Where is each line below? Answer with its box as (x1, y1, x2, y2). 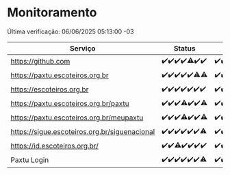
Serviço (69, 43, 96, 53)
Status (173, 43, 196, 53)
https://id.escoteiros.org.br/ (10, 142, 99, 151)
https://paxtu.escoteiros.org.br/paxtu (10, 99, 130, 109)
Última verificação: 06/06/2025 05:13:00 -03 (7, 27, 134, 36)
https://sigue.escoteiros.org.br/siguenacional (10, 127, 155, 137)
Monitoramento (7, 5, 97, 21)
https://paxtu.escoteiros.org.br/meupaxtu (10, 113, 144, 122)
